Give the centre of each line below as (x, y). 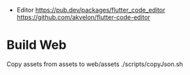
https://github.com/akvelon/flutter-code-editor (84, 17)
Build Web (37, 45)
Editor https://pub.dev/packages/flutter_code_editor (91, 10)
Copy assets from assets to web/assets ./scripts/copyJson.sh (95, 64)
